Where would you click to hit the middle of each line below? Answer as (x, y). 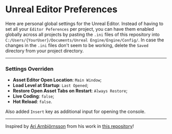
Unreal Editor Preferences (61, 9)
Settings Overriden (29, 69)
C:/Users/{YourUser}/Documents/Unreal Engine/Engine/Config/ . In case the (85, 40)
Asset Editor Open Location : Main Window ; (57, 80)
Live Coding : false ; (34, 96)
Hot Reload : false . (32, 102)
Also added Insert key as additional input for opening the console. (76, 111)
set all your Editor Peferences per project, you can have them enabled (80, 29)
